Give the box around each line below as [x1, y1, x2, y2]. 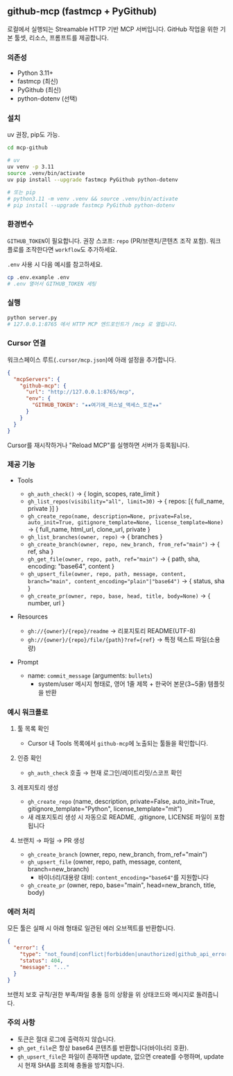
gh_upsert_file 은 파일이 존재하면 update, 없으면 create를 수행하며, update [17, 1052, 224, 1061]
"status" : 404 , [19, 957, 64, 964]
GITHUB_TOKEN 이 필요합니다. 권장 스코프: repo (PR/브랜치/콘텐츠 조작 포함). [7, 236, 208, 245]
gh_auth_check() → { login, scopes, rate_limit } [27, 489, 160, 498]
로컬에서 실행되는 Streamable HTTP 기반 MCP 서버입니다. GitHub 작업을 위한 [7, 24, 218, 33]
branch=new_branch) [27, 865, 89, 873]
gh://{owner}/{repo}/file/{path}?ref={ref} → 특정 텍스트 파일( [27, 635, 209, 644]
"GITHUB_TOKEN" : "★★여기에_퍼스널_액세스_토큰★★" [32, 402, 162, 409]
